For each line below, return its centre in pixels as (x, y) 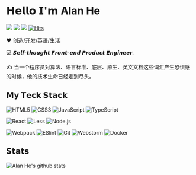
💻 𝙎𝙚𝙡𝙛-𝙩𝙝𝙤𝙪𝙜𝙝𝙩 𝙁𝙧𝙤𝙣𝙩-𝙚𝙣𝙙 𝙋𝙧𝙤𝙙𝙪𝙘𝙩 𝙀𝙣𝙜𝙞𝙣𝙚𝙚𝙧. (70, 52)
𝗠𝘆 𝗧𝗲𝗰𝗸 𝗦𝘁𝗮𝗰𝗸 (37, 95)
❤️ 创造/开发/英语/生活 (33, 40)
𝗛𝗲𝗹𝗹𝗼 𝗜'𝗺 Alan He (53, 11)
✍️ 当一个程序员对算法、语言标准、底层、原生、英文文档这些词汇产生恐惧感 (98, 67)
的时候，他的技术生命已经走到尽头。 (50, 76)
